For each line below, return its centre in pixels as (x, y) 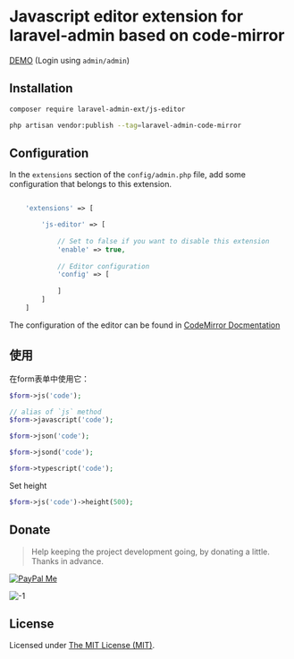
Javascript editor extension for (126, 17)
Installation (41, 88)
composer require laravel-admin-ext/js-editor (97, 109)
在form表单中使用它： (49, 379)
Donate (30, 530)
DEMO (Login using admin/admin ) (70, 60)
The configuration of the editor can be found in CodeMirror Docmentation (145, 325)
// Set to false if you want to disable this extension (163, 241)
